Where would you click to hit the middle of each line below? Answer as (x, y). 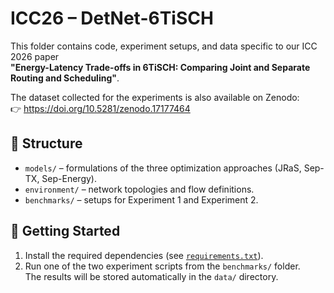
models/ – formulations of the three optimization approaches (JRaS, (163, 168)
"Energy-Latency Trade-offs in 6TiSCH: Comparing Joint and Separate (160, 67)
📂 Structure (46, 143)
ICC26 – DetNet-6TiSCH (112, 18)
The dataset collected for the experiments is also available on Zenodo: (155, 97)
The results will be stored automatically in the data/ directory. (151, 276)
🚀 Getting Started (65, 231)
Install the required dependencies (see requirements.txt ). (144, 255)
